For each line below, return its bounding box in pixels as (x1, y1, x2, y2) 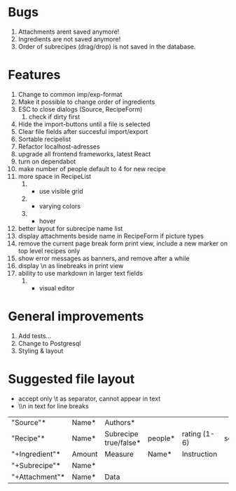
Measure (104, 449, 134, 459)
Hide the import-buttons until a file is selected (18, 120, 151, 128)
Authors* (104, 417, 136, 427)
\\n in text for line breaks (18, 401, 90, 410)
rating (181, 429, 202, 438)
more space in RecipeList (18, 172, 92, 180)
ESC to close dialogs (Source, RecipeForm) (18, 105, 143, 113)
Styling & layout (18, 347, 64, 355)
